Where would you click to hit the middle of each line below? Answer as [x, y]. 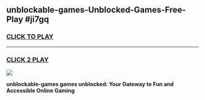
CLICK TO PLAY [30, 37]
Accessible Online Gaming [41, 90]
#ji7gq [37, 20]
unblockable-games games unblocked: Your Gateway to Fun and [90, 84]
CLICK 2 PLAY [27, 59]
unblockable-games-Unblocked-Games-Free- [96, 10]
